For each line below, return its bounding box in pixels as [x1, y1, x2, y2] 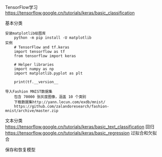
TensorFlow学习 [5, 4, 38, 10]
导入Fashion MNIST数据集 [5, 89, 53, 94]
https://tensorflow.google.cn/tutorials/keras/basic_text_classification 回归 [5, 124, 155, 130]
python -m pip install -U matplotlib [14, 35, 92, 40]
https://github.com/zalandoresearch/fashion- [14, 104, 110, 109]
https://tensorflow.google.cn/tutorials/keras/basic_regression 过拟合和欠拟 [5, 130, 157, 136]
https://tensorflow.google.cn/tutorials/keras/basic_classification [5, 10, 135, 16]
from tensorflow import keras [14, 53, 77, 58]
